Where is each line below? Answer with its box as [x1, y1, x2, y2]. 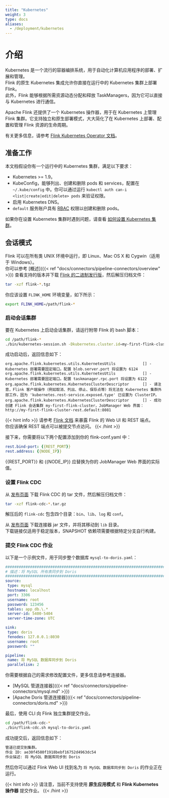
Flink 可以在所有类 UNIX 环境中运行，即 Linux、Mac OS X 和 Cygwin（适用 [5, 253, 160, 259]
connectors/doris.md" [12, 700, 58, 706]
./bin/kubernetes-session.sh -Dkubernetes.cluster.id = [5, 341, 123, 347]
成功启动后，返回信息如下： [5, 351, 63, 357]
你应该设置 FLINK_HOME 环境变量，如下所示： [5, 291, 97, 297]
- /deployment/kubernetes [10, 26, 64, 31]
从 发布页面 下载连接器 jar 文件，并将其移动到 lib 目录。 [5, 522, 122, 528]
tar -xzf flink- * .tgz [5, 282, 51, 287]
